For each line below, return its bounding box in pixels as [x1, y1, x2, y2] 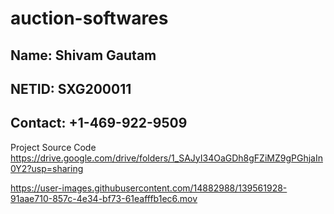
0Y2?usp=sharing [10, 162, 84, 174]
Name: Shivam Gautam [10, 47, 157, 64]
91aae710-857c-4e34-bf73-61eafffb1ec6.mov [10, 192, 198, 204]
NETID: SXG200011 [10, 80, 132, 97]
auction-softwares [10, 7, 169, 30]
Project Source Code [10, 141, 97, 153]
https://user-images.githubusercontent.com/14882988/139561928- [10, 182, 288, 194]
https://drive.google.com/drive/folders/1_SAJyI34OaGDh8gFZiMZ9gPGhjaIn [10, 152, 323, 164]
